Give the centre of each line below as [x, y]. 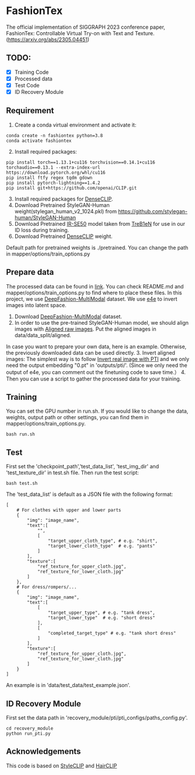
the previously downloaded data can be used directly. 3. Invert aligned [91, 352]
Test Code [27, 85]
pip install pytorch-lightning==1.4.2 [53, 183]
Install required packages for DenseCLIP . [64, 199]
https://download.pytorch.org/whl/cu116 [56, 172]
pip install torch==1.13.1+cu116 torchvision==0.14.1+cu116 [81, 162]
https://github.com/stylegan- [153, 211]
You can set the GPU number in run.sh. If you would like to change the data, [97, 411]
